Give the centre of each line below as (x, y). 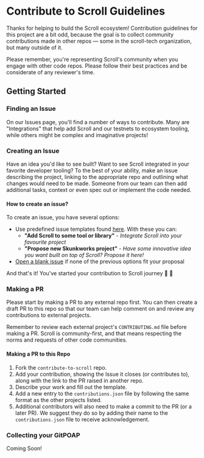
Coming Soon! (24, 448)
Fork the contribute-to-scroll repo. (61, 367)
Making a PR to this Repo (38, 354)
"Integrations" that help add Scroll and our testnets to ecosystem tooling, (98, 129)
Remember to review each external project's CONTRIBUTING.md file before (97, 327)
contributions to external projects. (49, 315)
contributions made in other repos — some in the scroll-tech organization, (99, 41)
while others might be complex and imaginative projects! (77, 135)
